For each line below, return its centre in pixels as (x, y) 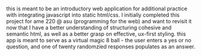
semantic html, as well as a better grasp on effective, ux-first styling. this (96, 34)
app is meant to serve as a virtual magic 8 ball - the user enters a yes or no (99, 40)
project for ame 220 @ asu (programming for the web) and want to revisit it (99, 21)
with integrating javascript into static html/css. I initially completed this (93, 15)
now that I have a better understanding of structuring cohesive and (89, 27)
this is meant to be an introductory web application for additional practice (97, 9)
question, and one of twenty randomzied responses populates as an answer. (101, 46)
